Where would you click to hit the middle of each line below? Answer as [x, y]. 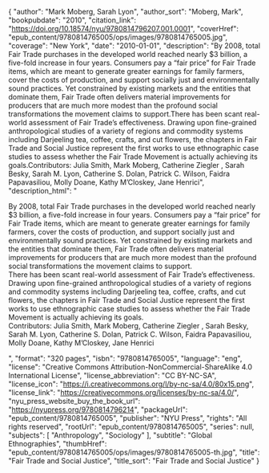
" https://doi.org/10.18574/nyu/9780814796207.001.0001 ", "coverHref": [123, 29]
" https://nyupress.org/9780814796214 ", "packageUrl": [98, 410]
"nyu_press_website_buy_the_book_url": [74, 401]
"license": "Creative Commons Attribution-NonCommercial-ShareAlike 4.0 [130, 367]
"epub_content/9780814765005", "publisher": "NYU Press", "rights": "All [128, 418]
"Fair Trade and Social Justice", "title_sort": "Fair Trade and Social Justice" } [134, 461]
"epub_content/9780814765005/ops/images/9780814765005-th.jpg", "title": [134, 452]
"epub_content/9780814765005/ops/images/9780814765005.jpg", [118, 37]
